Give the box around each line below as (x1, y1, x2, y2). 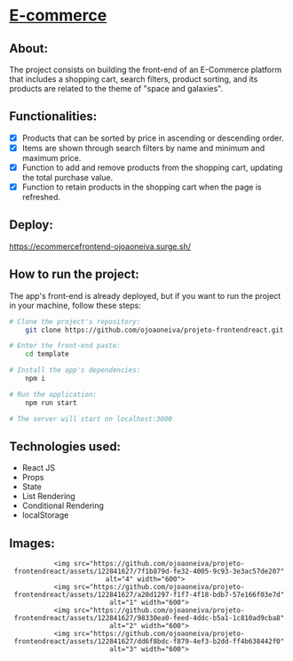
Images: (9, 536, 55, 551)
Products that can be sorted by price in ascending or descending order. (21, 133, 284, 143)
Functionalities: (9, 109, 98, 125)
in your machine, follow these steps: (9, 300, 142, 310)
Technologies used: (9, 439, 122, 454)
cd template (25, 350, 69, 359)
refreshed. (21, 192, 60, 203)
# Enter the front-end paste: (9, 342, 122, 351)
